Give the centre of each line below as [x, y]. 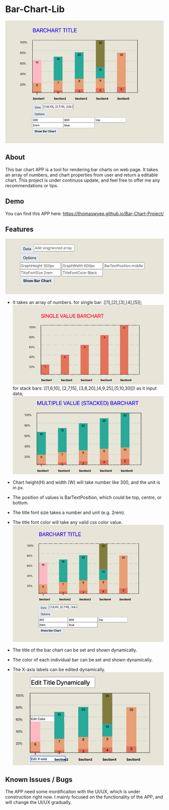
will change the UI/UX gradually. [38, 802]
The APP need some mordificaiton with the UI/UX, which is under [73, 792]
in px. [18, 488]
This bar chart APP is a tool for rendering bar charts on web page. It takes [82, 169]
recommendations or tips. [32, 185]
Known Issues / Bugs [39, 780]
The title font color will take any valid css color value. [67, 523]
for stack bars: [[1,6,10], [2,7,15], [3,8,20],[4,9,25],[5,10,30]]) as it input [84, 388]
